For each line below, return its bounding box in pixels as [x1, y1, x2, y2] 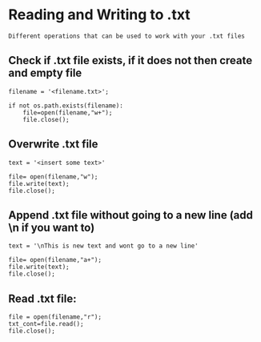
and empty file [8, 66, 82, 80]
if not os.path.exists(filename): [8, 102, 124, 110]
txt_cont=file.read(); [8, 320, 84, 328]
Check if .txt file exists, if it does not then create [8, 54, 253, 67]
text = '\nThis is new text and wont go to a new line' [8, 242, 199, 250]
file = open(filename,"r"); [8, 313, 102, 321]
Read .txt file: [8, 292, 77, 305]
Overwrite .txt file [8, 138, 98, 151]
